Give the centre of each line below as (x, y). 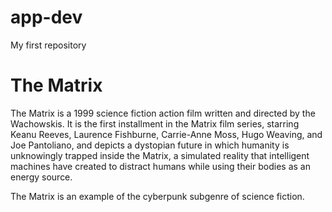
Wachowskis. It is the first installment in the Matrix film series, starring (155, 123)
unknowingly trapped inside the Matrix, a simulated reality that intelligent (160, 155)
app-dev (46, 17)
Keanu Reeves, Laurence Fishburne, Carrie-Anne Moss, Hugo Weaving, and (166, 134)
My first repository (48, 45)
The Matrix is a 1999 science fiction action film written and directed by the (163, 113)
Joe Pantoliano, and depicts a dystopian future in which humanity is (150, 145)
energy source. (41, 177)
